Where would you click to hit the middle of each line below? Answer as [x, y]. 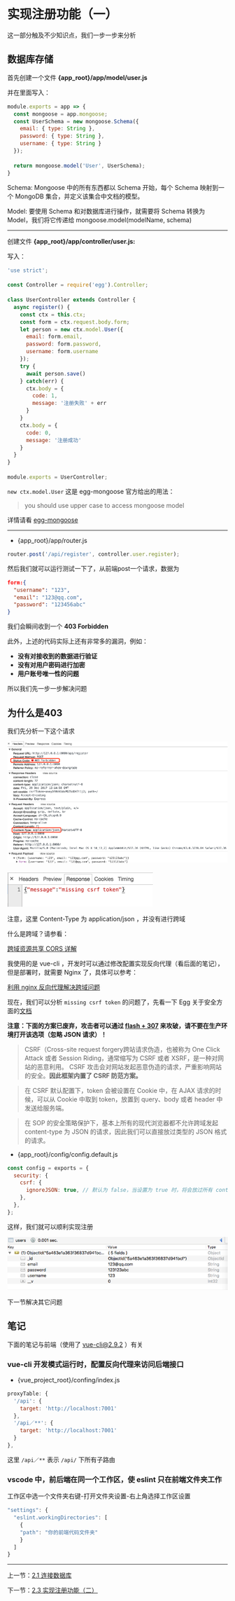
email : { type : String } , [58, 129]
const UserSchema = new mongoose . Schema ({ [76, 121]
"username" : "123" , [42, 590]
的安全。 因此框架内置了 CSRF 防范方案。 [83, 1076]
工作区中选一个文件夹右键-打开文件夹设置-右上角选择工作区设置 [99, 1496]
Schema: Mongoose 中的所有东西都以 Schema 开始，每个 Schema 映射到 [113, 187]
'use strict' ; [28, 270]
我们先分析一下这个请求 [41, 731]
